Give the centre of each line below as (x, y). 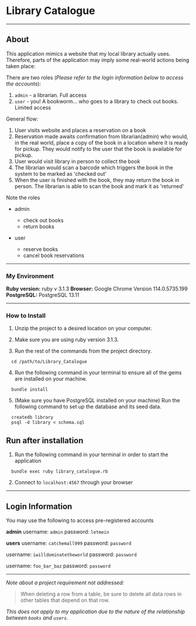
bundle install (30, 390)
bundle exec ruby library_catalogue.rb (60, 472)
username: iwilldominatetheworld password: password (71, 554)
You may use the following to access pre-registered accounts (80, 520)
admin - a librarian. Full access (50, 95)
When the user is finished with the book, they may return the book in (97, 180)
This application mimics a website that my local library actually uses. (88, 53)
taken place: (21, 66)
